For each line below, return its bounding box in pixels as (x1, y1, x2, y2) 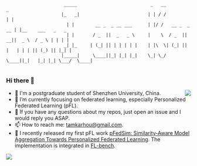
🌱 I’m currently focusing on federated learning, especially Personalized (14, 96, 186, 103)
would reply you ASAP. (14, 114, 70, 122)
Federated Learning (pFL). (14, 102, 78, 109)
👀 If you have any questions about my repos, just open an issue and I (14, 109, 181, 116)
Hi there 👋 (6, 76, 35, 84)
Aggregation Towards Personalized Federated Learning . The (14, 136, 161, 143)
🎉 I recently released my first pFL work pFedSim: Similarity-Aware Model (14, 130, 190, 137)
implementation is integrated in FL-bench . (14, 142, 116, 149)
